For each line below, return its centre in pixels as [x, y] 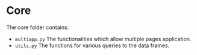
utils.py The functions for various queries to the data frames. [92, 45]
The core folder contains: [38, 27]
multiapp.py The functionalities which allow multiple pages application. [103, 39]
